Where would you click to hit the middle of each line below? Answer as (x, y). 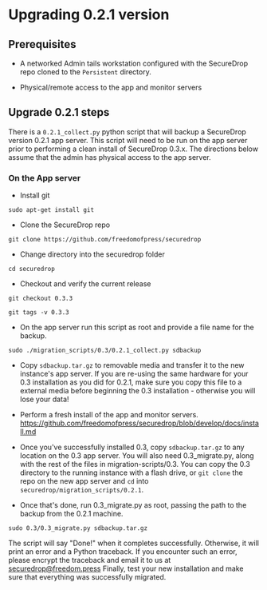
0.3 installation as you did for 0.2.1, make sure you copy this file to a (131, 382)
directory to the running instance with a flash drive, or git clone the (131, 472)
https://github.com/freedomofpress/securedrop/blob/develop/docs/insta (139, 423)
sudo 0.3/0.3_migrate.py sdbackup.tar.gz (78, 528)
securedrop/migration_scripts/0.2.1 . (82, 490)
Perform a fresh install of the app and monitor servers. (109, 415)
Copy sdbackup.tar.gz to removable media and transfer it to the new (132, 365)
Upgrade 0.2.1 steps (59, 112)
